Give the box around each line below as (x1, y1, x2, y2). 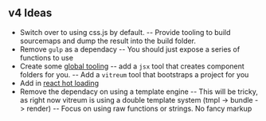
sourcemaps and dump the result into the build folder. (19, 36, 197, 45)
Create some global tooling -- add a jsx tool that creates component (19, 61, 244, 71)
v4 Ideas (8, 6, 53, 20)
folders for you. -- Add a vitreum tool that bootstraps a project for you (19, 69, 249, 79)
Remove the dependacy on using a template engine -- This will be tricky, (19, 87, 259, 96)
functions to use (19, 53, 74, 62)
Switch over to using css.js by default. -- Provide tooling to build (19, 27, 231, 37)
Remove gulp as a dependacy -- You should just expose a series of (19, 44, 241, 54)
